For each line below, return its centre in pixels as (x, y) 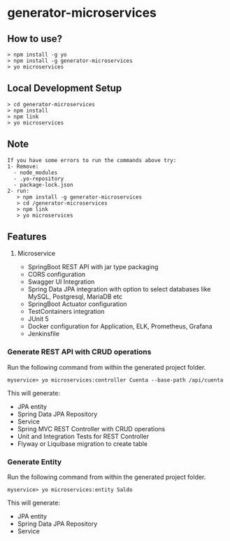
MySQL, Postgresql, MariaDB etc (75, 297)
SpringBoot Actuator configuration (77, 304)
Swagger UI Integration (61, 282)
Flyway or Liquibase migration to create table (82, 443)
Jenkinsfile (43, 334)
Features (27, 237)
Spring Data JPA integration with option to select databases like (119, 289)
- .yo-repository (39, 179)
